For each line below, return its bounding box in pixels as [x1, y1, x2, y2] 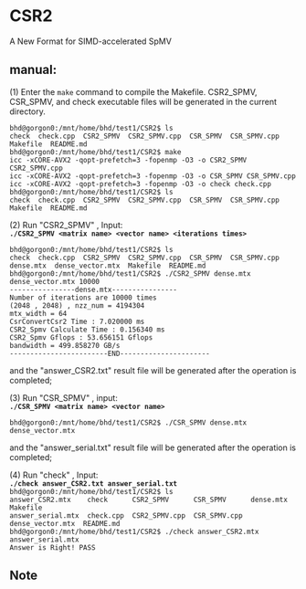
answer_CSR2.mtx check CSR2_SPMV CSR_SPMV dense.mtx [9, 495, 288, 504]
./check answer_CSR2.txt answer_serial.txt [9, 479, 178, 489]
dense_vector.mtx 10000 [9, 277, 100, 286]
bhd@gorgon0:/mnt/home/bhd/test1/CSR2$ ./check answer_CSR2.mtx [9, 527, 259, 536]
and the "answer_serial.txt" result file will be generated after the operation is [9, 442, 297, 453]
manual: [9, 62, 58, 78]
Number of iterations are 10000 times [9, 293, 157, 302]
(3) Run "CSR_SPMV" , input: [9, 392, 119, 403]
